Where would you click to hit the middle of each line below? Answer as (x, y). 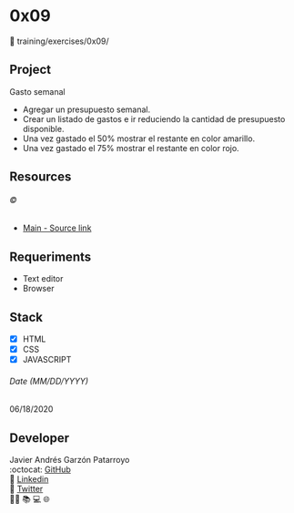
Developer (40, 438)
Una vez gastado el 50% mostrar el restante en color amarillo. (139, 139)
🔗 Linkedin (29, 479)
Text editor (43, 279)
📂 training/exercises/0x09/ (59, 41)
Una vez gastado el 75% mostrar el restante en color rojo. (131, 148)
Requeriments (51, 256)
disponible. (43, 128)
